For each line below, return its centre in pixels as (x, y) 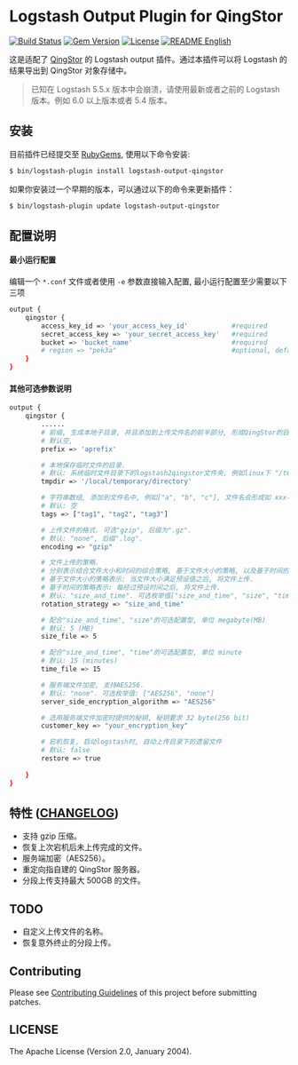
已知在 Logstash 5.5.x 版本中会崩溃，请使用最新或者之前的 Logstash (155, 89)
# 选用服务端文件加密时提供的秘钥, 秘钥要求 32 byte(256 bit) (145, 718)
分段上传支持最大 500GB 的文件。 (84, 880)
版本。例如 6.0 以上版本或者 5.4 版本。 (102, 100)
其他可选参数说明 (40, 388)
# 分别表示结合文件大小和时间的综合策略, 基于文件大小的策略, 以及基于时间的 (165, 571)
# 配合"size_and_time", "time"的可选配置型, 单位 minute (141, 653)
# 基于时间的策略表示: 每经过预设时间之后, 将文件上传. (131, 588)
